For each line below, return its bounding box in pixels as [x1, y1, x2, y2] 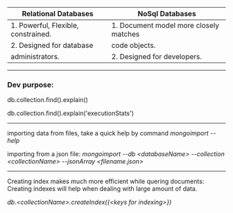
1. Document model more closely [111, 21, 220, 30]
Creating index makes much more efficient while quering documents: [7, 177, 205, 186]
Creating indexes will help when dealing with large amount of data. [7, 185, 198, 193]
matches [111, 29, 140, 39]
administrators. [10, 52, 60, 61]
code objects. [111, 41, 156, 50]
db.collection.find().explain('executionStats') [7, 109, 134, 117]
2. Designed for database [10, 41, 94, 50]
